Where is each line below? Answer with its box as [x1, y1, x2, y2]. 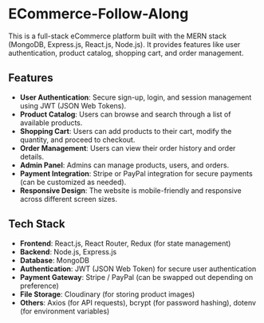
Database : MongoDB [19, 255, 90, 265]
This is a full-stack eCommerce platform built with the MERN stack [8, 31, 227, 41]
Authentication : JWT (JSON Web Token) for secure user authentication [19, 264, 257, 274]
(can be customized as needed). [19, 177, 127, 187]
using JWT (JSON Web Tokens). [19, 100, 127, 110]
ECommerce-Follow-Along [8, 5, 189, 23]
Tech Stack [8, 217, 65, 231]
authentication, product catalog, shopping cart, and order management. [8, 48, 244, 57]
